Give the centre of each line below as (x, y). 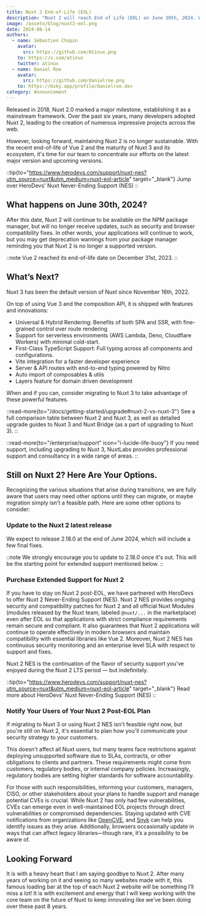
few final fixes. (25, 545)
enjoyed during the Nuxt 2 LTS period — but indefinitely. (77, 670)
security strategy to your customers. (52, 737)
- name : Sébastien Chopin (45, 41)
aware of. (18, 840)
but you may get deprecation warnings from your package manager (92, 239)
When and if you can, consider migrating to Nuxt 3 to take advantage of (97, 393)
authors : (17, 35)
